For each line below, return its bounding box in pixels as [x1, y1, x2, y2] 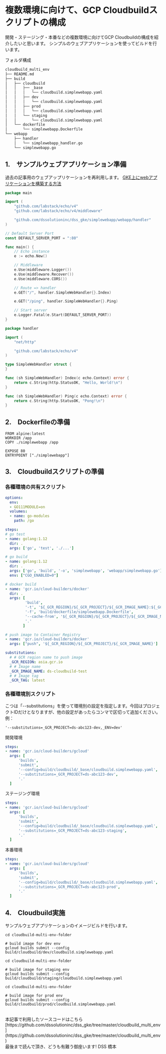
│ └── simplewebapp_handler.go [14, 141, 83, 146]
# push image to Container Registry [5, 632, 81, 637]
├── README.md [5, 71, 35, 77]
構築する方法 [35, 180, 62, 186]
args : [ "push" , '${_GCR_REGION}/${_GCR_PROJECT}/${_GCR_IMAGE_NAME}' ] [9, 642, 158, 647]
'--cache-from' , [25, 614, 58, 619]
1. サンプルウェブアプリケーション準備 [5, 160, 127, 169]
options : [5, 495, 23, 500]
